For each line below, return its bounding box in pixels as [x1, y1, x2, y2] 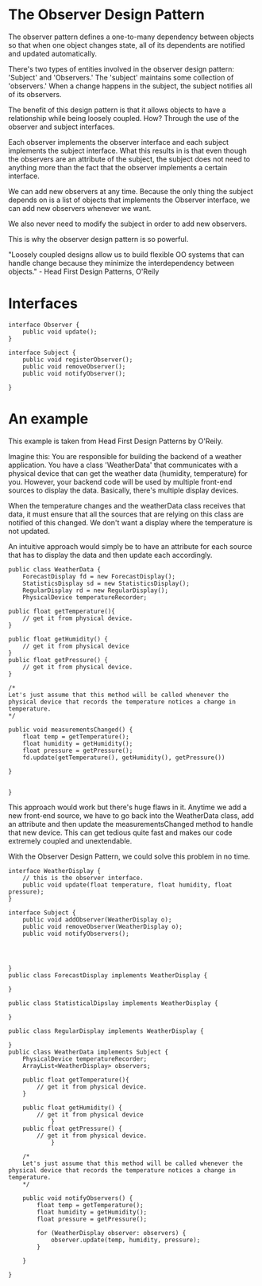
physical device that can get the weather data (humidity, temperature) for [8, 468, 249, 478]
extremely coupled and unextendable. [8, 836, 133, 845]
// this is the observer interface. [22, 874, 144, 882]
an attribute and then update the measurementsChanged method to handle [8, 819, 254, 828]
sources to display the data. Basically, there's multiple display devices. [8, 485, 239, 495]
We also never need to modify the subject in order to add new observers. [8, 219, 248, 228]
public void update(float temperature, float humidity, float [22, 881, 233, 889]
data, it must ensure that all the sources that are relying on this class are [8, 509, 245, 519]
